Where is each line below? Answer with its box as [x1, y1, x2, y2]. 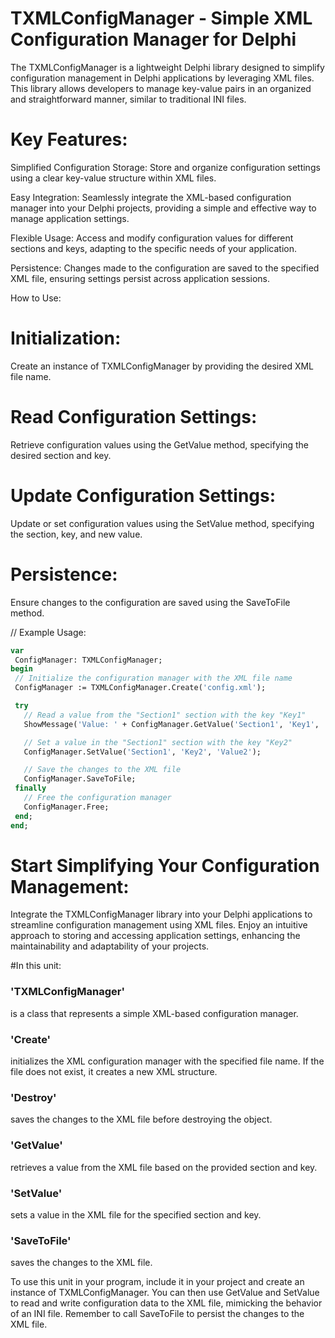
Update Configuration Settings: [10, 484, 277, 507]
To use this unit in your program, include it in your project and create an [10, 1276, 305, 1288]
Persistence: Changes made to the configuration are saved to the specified [10, 262, 320, 274]
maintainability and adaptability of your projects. [10, 940, 210, 952]
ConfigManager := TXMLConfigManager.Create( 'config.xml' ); [14, 683, 267, 693]
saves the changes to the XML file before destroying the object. [10, 1113, 273, 1126]
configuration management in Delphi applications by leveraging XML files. [10, 72, 315, 84]
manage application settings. [10, 212, 130, 224]
